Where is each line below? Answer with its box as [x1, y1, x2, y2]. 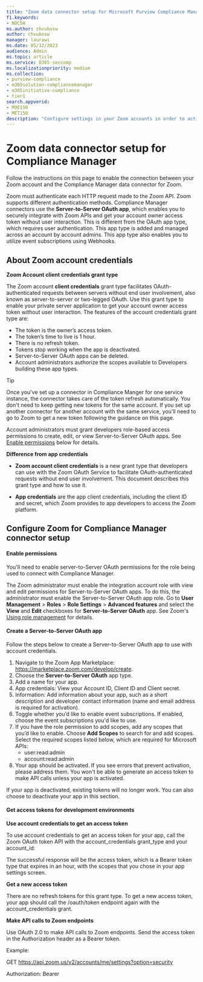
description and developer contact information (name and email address [14, 697, 195, 705]
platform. [14, 506, 38, 513]
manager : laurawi [6, 37, 50, 43]
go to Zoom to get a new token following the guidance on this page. [6, 415, 175, 421]
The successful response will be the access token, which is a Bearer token [6, 856, 192, 863]
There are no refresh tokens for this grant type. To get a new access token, [6, 893, 193, 899]
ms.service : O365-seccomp [6, 59, 71, 65]
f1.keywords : [6, 15, 39, 21]
